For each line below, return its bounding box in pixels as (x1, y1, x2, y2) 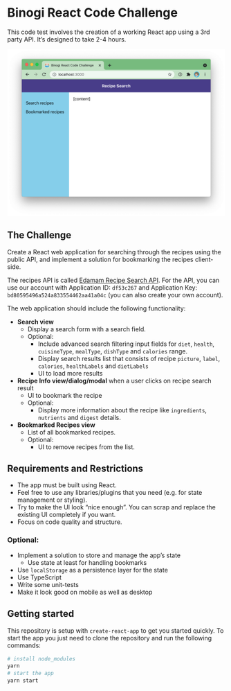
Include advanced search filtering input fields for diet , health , (37, 340, 215, 348)
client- (194, 255, 214, 263)
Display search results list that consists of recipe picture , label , (37, 354, 220, 362)
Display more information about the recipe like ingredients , (37, 405, 207, 414)
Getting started (7, 608, 75, 620)
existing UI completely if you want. (17, 511, 116, 519)
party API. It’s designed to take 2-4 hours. (7, 35, 127, 43)
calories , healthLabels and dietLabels (37, 362, 149, 370)
